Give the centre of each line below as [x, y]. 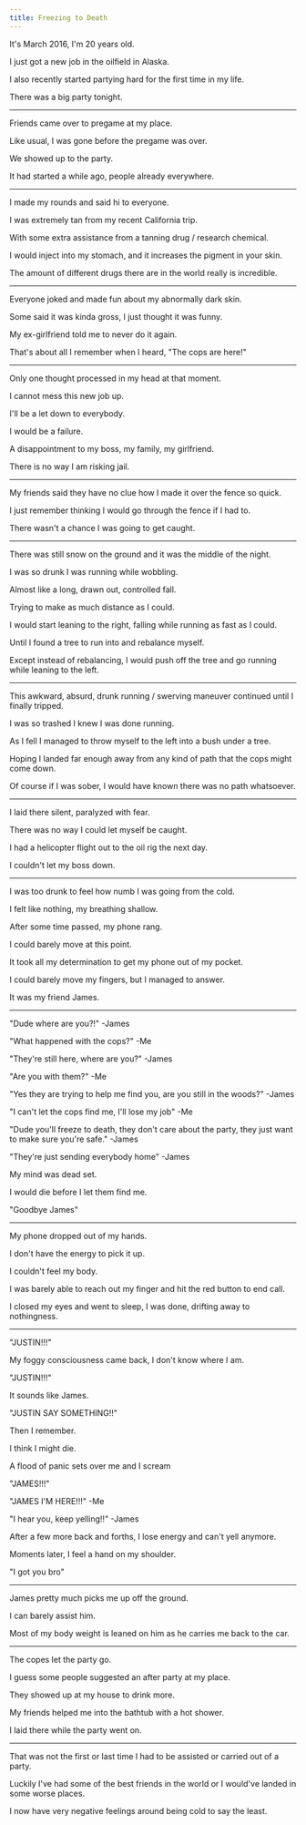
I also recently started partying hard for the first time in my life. [127, 79]
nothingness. [34, 1316]
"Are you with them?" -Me [58, 1076]
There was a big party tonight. [66, 97]
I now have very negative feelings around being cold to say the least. [138, 1810]
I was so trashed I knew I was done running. [92, 723]
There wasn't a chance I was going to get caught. [102, 528]
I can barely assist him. [52, 1615]
